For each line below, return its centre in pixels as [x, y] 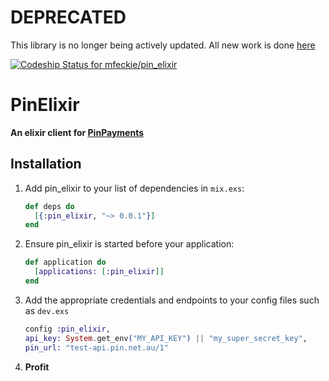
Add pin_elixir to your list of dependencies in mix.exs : [134, 188]
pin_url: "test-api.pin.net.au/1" [96, 347]
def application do [65, 262]
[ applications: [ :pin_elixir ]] [99, 272]
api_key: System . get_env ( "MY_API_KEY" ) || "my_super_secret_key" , [166, 338]
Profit [37, 367]
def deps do [49, 206]
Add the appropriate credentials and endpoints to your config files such [172, 300]
